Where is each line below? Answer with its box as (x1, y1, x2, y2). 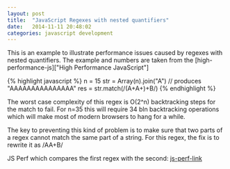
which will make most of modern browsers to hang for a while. (7, 113, 186, 121)
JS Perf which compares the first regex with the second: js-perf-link (7, 154, 203, 163)
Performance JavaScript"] (74, 63, 149, 72)
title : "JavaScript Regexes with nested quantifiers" (7, 17, 170, 24)
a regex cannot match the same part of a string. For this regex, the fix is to (7, 134, 220, 142)
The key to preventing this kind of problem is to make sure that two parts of (7, 126, 223, 134)
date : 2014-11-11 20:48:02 (7, 23, 92, 30)
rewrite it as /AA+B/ (7, 140, 64, 150)
